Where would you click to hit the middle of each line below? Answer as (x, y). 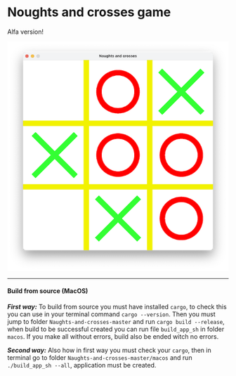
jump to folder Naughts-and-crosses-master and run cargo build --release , (116, 321)
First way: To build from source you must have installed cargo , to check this (117, 306)
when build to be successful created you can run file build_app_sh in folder (116, 329)
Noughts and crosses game (89, 12)
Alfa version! (26, 32)
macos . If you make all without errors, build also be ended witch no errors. (113, 336)
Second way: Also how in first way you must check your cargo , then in (110, 350)
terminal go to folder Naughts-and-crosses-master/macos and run (100, 357)
